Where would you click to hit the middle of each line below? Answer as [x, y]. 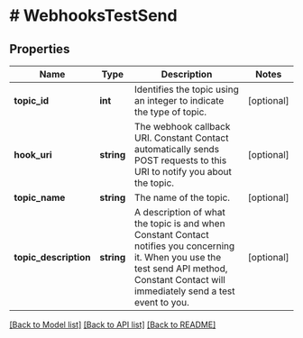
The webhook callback [182, 127]
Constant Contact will [179, 280]
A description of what [179, 212]
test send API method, [181, 269]
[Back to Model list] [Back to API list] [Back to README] [113, 324]
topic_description [52, 257]
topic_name [40, 197]
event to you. [161, 302]
